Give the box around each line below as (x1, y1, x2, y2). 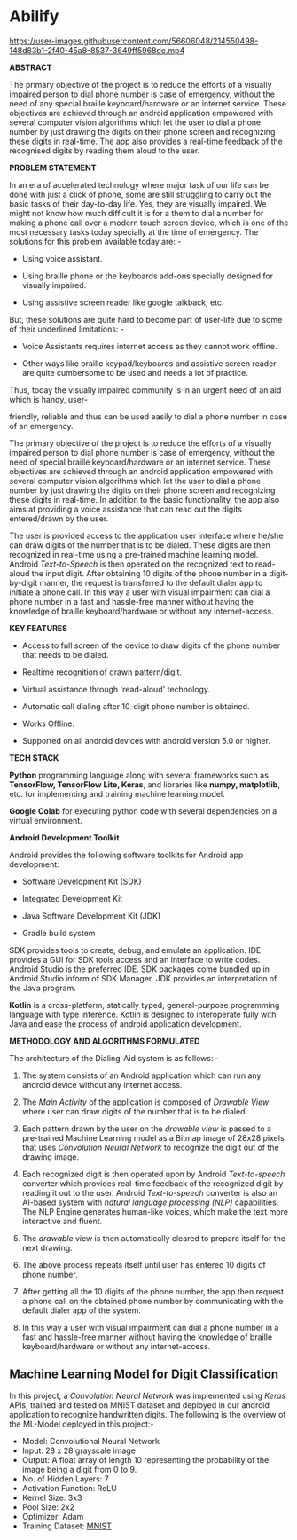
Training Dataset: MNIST (21, 1520, 113, 1531)
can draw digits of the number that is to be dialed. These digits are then (9, 539, 270, 551)
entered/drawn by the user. (9, 512, 109, 524)
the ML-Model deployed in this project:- (9, 1419, 154, 1429)
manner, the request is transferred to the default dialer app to (39, 577, 263, 588)
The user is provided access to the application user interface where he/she (9, 530, 284, 541)
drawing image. (21, 1151, 80, 1162)
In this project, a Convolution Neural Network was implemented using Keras (9, 1390, 286, 1401)
